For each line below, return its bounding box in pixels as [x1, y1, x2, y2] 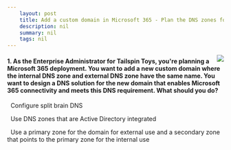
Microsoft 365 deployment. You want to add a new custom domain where [7, 64, 221, 72]
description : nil [19, 23, 69, 30]
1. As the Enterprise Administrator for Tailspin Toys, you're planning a [7, 56, 210, 65]
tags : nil [19, 36, 48, 43]
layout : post [19, 10, 57, 17]
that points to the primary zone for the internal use [7, 136, 150, 144]
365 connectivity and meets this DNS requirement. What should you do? [7, 86, 219, 94]
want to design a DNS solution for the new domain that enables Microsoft [7, 78, 220, 87]
